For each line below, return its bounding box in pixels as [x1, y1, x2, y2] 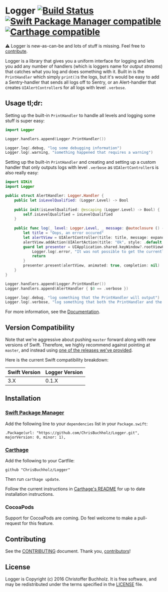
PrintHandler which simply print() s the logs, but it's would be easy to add [5, 74, 159, 80]
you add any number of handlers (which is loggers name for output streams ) [5, 63, 163, 69]
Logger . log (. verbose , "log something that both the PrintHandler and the [5, 300, 162, 305]
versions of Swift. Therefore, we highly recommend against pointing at [5, 342, 150, 348]
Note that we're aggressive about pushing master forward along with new [5, 337, 156, 343]
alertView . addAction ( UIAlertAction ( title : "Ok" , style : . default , [23, 239, 164, 245]
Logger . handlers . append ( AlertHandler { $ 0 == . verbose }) [5, 286, 128, 291]
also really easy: [5, 170, 39, 176]
